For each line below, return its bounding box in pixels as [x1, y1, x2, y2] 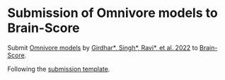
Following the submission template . [7, 64, 110, 73]
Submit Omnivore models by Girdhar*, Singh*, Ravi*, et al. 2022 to [7, 43, 198, 52]
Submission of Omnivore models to [7, 5, 218, 21]
